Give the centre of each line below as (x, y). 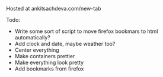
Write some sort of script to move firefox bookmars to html (86, 31)
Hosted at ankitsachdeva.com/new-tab (54, 9)
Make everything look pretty (49, 62)
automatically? (32, 37)
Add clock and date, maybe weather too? (65, 44)
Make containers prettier (45, 56)
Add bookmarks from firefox (49, 69)
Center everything (37, 50)
